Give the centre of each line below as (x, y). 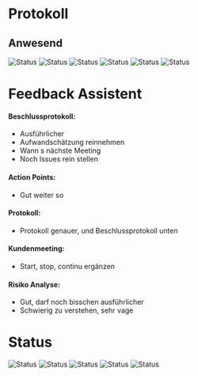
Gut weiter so (42, 195)
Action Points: (32, 177)
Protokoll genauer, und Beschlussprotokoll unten (99, 230)
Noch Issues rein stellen (59, 159)
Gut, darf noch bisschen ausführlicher (82, 302)
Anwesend (36, 43)
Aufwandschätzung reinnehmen (72, 142)
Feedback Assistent (75, 94)
